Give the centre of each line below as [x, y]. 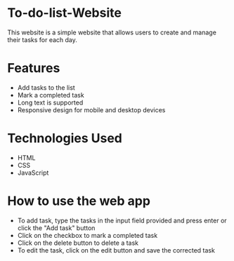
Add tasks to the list [46, 87]
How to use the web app [79, 201]
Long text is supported [50, 102]
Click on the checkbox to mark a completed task [87, 235]
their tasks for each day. [42, 39]
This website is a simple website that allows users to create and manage [112, 32]
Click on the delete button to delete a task [78, 243]
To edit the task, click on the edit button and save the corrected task [116, 250]
